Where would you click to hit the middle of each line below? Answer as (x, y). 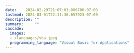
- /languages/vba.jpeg (33, 38)
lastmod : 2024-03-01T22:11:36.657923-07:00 (52, 15)
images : (18, 33)
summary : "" (22, 24)
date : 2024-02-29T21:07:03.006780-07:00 (52, 10)
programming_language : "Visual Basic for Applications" (70, 43)
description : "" (22, 19)
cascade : (14, 29)
